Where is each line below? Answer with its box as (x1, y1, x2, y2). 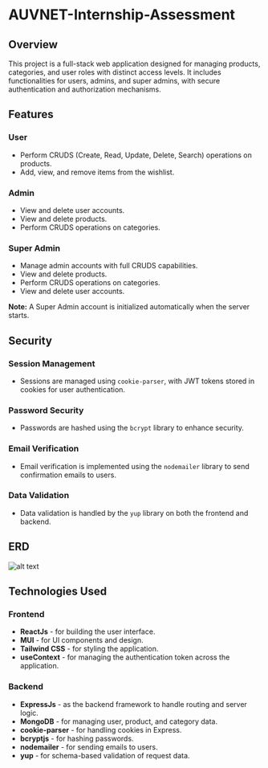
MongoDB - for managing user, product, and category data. (19, 717, 218, 726)
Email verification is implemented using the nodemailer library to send (19, 461, 250, 471)
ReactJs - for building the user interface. (19, 627, 156, 636)
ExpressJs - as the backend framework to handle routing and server (19, 699, 247, 709)
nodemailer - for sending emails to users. (19, 741, 158, 752)
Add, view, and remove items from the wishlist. (19, 167, 175, 177)
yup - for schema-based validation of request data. (19, 750, 190, 760)
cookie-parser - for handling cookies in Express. (19, 725, 182, 734)
